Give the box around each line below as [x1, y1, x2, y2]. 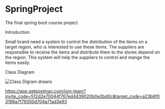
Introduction [5, 29, 30, 35]
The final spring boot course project [5, 20, 78, 26]
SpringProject [5, 3, 63, 15]
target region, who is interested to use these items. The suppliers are [5, 44, 144, 50]
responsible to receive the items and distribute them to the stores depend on [5, 49, 160, 55]
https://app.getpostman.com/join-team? [5, 88, 86, 94]
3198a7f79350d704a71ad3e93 [5, 98, 67, 104]
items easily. [5, 59, 30, 65]
